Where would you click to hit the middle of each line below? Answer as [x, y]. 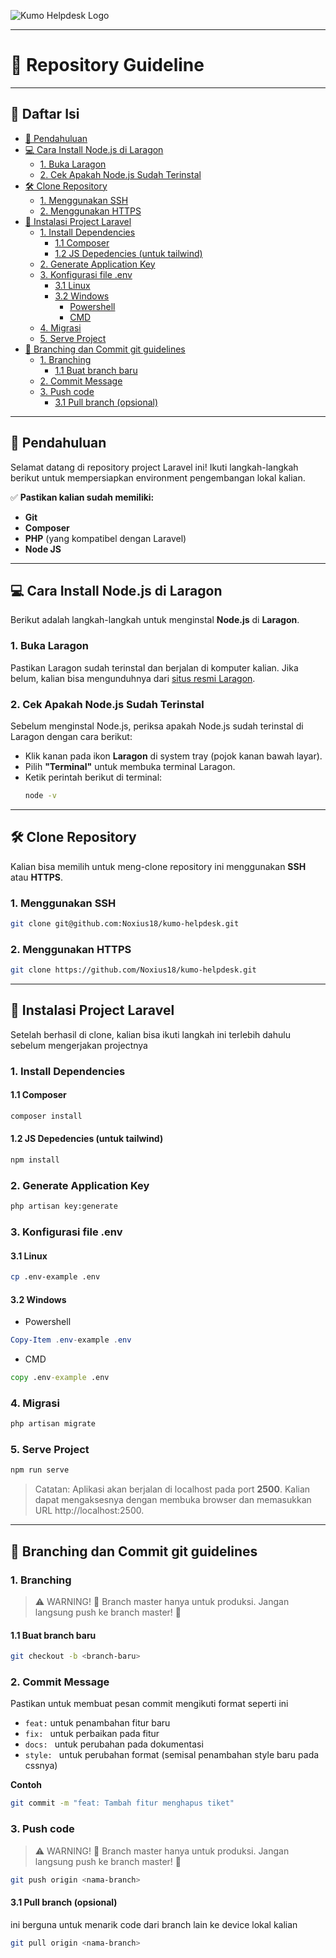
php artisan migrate [53, 1424]
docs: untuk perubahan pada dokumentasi [114, 1744]
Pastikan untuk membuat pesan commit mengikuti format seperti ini [149, 1704]
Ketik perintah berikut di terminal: [93, 777]
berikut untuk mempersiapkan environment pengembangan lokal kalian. [158, 477]
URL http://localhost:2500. [89, 1511]
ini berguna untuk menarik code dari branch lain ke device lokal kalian [154, 1924]
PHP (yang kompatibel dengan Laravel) [105, 538]
